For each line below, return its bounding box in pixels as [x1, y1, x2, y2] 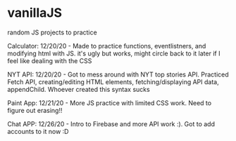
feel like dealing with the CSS [7, 56, 92, 65]
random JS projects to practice [7, 28, 97, 36]
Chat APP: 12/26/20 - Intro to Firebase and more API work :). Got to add [7, 119, 215, 128]
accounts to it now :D [7, 127, 69, 135]
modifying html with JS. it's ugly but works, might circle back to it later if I [7, 49, 221, 58]
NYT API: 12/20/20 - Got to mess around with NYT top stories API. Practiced [7, 70, 229, 79]
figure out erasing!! [7, 106, 63, 114]
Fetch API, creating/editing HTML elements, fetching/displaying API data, [7, 77, 220, 86]
